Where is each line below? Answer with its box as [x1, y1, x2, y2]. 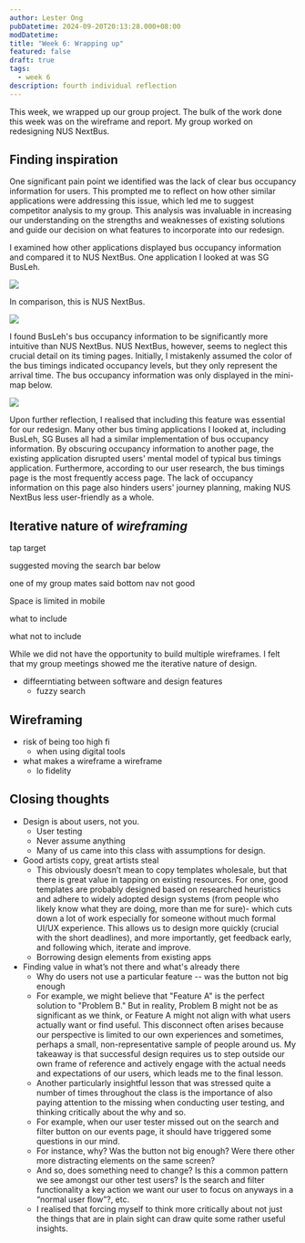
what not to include [9, 631, 82, 642]
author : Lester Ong [9, 13, 84, 23]
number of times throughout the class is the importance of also [36, 1087, 273, 1098]
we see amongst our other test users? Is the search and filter [36, 1174, 265, 1186]
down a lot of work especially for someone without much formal [36, 913, 276, 924]
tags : [9, 65, 30, 74]
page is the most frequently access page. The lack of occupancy [9, 472, 253, 483]
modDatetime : [9, 30, 59, 39]
